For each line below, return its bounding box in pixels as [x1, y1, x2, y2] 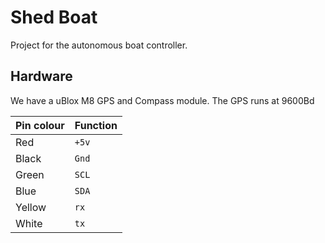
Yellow [15, 200, 47, 214]
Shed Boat [10, 6, 98, 29]
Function [74, 118, 118, 132]
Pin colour [15, 118, 65, 132]
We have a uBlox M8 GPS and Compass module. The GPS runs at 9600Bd [10, 94, 315, 106]
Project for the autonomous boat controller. [10, 39, 188, 51]
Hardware [10, 68, 73, 85]
